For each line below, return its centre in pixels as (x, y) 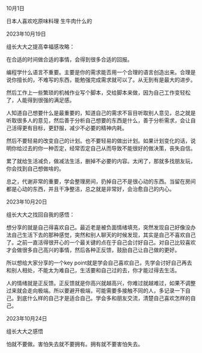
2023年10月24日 (27, 318)
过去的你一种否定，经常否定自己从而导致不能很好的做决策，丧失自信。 (109, 148)
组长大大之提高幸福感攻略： (41, 47)
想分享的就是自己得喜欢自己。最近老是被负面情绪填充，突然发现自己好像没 (98, 227)
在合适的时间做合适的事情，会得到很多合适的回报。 (69, 59)
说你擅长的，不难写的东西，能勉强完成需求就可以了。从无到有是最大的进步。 (101, 80)
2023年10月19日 (26, 34)
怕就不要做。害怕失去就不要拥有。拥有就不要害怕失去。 (75, 344)
